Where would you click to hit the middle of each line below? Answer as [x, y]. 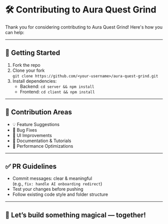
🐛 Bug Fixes [25, 130]
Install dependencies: [34, 81]
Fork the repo [26, 65]
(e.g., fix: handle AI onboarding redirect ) [57, 184]
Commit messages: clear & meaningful [52, 178]
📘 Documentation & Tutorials [42, 141]
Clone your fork [28, 70]
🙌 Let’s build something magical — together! [75, 215]
